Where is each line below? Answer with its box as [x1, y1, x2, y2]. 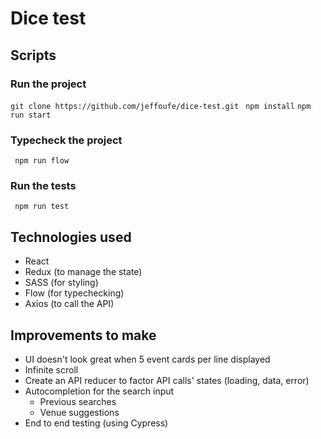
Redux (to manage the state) [24, 266, 143, 278]
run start [10, 110, 52, 120]
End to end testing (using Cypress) [24, 417, 169, 429]
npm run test [14, 202, 70, 212]
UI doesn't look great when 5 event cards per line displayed [24, 353, 271, 366]
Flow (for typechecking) [24, 287, 125, 299]
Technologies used [10, 228, 132, 246]
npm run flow [14, 156, 70, 166]
